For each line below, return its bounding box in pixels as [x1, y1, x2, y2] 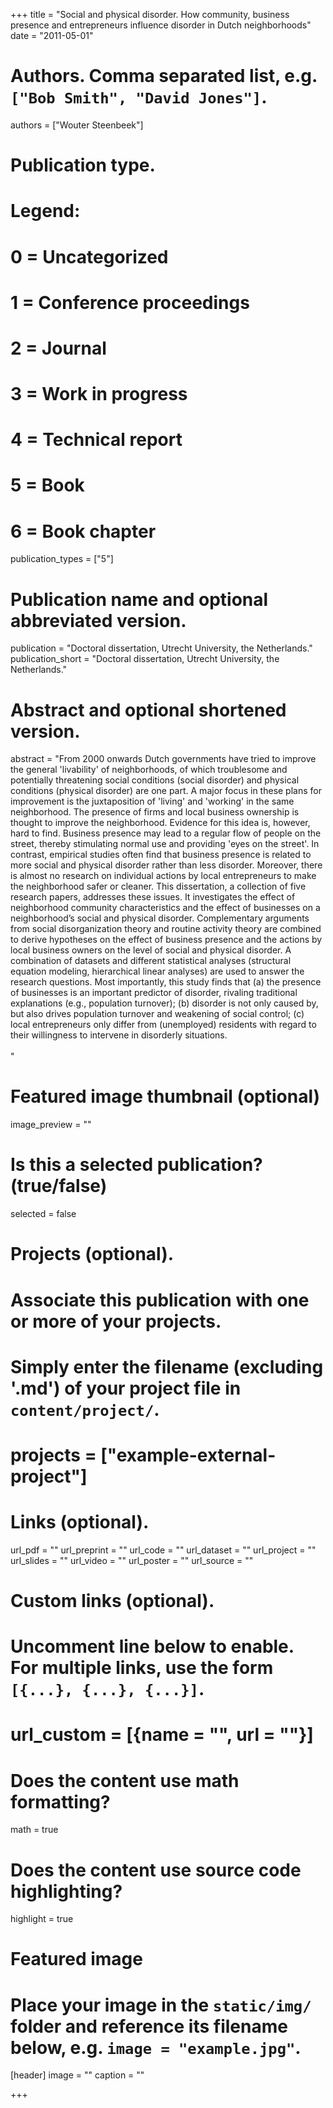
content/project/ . [10, 1398, 160, 1421]
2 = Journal [10, 337, 107, 359]
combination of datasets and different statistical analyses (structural [10, 955, 292, 967]
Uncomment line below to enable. [10, 1635, 295, 1658]
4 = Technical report [10, 429, 183, 451]
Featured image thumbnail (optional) [10, 1085, 321, 1108]
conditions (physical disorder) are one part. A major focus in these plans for [10, 785, 322, 797]
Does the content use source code [10, 1859, 302, 1881]
